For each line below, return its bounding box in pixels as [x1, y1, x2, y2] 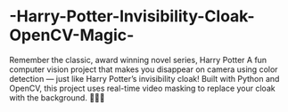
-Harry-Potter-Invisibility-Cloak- [9, 6, 256, 27]
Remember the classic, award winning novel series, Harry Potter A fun [9, 54, 267, 65]
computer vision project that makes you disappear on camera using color [9, 64, 278, 75]
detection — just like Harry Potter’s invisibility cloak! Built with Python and [9, 73, 280, 84]
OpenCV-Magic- [9, 25, 135, 45]
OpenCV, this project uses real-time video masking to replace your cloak [9, 83, 276, 93]
